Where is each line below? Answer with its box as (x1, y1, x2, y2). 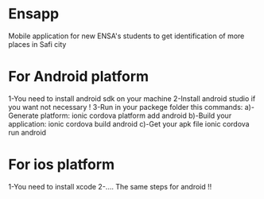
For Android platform (8, 68, 149, 86)
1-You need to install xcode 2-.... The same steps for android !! (8, 181, 212, 191)
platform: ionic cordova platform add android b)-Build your (40, 111, 232, 120)
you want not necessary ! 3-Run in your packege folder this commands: (8, 102, 243, 111)
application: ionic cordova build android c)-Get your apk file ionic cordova (8, 119, 250, 128)
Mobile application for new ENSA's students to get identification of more (8, 31, 245, 41)
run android (8, 127, 46, 137)
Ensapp (8, 5, 60, 23)
